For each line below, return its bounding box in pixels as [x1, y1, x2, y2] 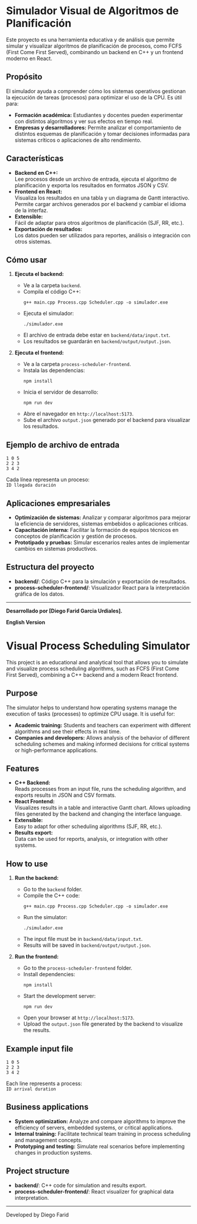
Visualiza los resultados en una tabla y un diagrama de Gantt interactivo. [14, 194, 189, 201]
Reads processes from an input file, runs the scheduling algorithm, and [14, 786, 186, 793]
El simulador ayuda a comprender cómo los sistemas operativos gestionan [6, 87, 186, 95]
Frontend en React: [14, 188, 63, 195]
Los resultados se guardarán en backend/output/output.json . [23, 338, 172, 345]
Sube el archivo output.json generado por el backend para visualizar [23, 417, 191, 424]
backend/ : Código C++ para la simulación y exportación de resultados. [14, 578, 187, 585]
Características [6, 154, 64, 164]
